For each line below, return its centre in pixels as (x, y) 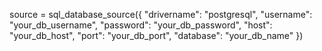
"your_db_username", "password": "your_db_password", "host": (141, 25)
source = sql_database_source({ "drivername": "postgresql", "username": (161, 14)
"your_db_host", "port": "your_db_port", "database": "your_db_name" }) (156, 35)
